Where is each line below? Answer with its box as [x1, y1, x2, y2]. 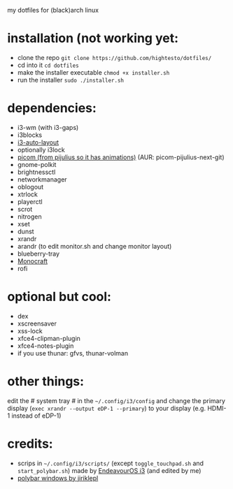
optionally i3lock [17, 145, 65, 154]
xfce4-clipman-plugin [17, 334, 80, 342]
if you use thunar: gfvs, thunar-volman [17, 349, 128, 357]
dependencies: [7, 101, 97, 116]
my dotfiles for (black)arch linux [7, 6, 99, 14]
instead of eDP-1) [11, 411, 62, 420]
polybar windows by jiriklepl [17, 474, 99, 482]
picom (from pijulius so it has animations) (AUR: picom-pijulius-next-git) [17, 153, 225, 161]
